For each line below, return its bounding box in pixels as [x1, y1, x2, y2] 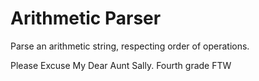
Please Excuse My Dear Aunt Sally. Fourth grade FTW [10, 59, 232, 71]
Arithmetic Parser [10, 7, 162, 30]
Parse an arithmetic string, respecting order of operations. [10, 40, 250, 52]
